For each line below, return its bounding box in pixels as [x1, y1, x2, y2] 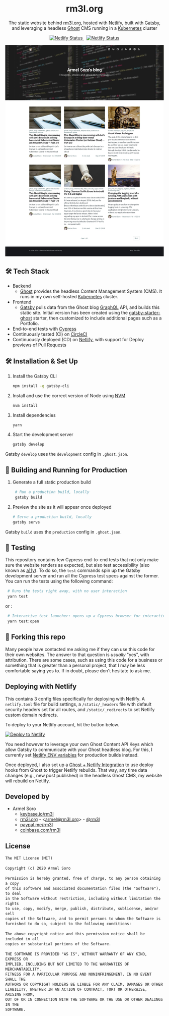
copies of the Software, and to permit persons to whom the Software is [5, 917, 161, 922]
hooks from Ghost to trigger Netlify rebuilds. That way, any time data [5, 767, 147, 773]
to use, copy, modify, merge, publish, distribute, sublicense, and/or [5, 906, 158, 912]
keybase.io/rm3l [20, 811, 54, 817]
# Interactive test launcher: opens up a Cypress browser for [7, 614, 141, 619]
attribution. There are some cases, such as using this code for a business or [5, 657, 163, 663]
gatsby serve [12, 519, 40, 525]
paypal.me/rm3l [20, 822, 53, 828]
